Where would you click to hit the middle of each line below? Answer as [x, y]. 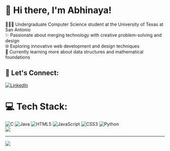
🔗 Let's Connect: [32, 73]
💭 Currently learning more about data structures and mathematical [74, 52]
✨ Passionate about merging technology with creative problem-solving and [83, 35]
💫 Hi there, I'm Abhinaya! [58, 10]
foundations [18, 57]
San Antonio [18, 29]
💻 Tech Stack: [36, 106]
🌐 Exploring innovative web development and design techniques [73, 46]
